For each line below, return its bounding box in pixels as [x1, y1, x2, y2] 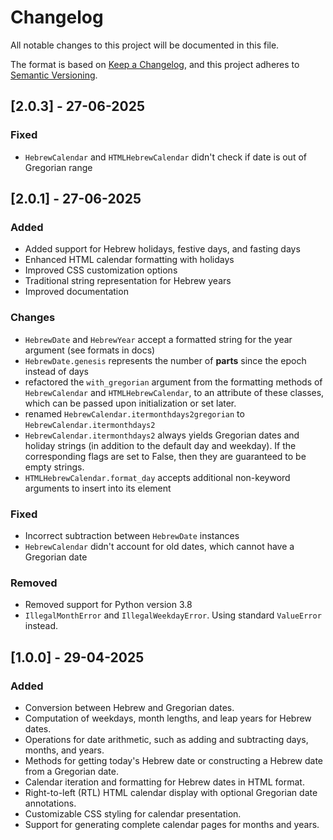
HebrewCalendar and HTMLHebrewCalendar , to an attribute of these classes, [24, 386, 325, 398]
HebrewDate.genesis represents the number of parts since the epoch [24, 354, 307, 366]
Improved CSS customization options [24, 264, 178, 276]
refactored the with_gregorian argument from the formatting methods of [24, 376, 323, 388]
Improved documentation [24, 286, 129, 298]
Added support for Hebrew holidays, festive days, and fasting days [24, 243, 301, 255]
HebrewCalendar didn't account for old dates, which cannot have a [24, 540, 295, 552]
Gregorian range [24, 161, 93, 173]
